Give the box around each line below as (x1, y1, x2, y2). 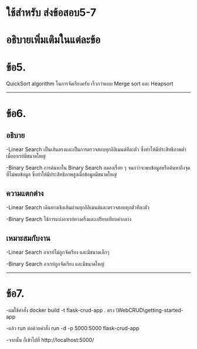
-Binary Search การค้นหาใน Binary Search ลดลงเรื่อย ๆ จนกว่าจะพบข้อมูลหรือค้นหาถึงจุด (6, 165, 191, 172)
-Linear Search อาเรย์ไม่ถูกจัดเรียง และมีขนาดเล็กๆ (6, 249, 110, 256)
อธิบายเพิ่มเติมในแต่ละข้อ (6, 33, 101, 46)
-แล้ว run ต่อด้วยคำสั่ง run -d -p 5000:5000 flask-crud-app (6, 324, 140, 331)
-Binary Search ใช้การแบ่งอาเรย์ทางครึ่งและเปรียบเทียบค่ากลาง (6, 216, 132, 223)
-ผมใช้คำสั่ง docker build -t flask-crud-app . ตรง (6, 306, 114, 314)
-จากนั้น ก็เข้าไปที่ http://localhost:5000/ (6, 336, 94, 343)
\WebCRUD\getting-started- (115, 306, 184, 314)
